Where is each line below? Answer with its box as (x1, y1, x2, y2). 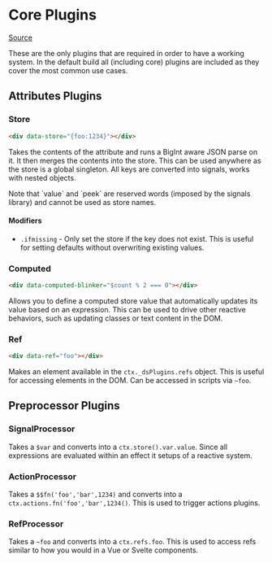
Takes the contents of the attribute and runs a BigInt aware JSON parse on (8, 146, 258, 156)
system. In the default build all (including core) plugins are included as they (8, 57, 260, 67)
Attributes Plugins (8, 89, 102, 103)
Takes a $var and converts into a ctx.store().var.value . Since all (8, 442, 228, 452)
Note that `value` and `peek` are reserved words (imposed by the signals (8, 189, 251, 199)
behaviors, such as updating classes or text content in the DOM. (8, 313, 223, 323)
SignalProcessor (8, 423, 76, 434)
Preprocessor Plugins (8, 399, 120, 412)
